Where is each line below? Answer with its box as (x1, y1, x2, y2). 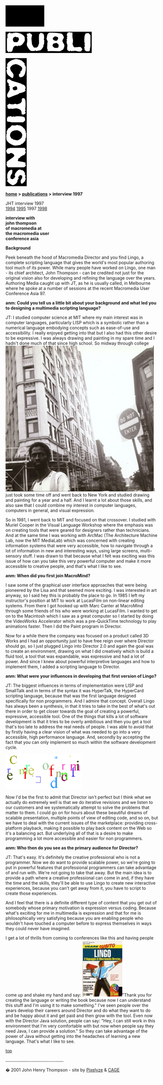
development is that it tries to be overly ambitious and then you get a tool (5, 719, 151, 724)
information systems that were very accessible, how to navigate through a (5, 543, 153, 549)
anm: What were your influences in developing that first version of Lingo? (5, 673, 157, 679)
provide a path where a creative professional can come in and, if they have (5, 875, 154, 881)
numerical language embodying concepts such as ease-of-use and (5, 325, 140, 331)
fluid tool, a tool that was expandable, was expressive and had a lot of (5, 653, 145, 659)
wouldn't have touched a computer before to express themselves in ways (5, 920, 152, 926)
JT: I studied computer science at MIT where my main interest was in (5, 315, 143, 320)
